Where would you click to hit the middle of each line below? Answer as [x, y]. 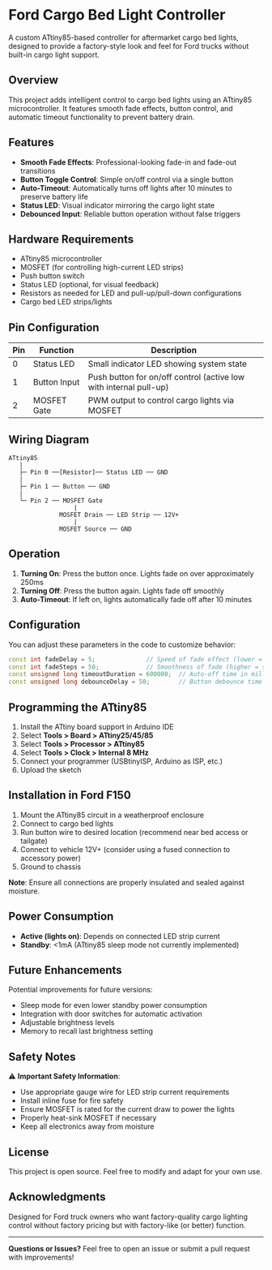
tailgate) [34, 841]
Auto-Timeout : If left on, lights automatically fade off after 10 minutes [136, 599]
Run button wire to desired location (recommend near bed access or [134, 832]
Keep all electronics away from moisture [87, 1126]
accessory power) [50, 858]
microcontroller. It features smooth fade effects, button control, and [121, 108]
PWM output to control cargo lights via [161, 401]
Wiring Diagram [49, 439]
